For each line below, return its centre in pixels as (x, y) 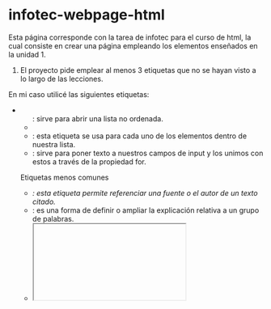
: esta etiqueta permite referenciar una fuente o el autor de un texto (145, 193)
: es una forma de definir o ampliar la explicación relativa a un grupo (146, 210)
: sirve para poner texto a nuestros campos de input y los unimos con (148, 153)
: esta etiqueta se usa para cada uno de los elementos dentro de (140, 136)
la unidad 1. (27, 54)
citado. (44, 201)
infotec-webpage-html (87, 15)
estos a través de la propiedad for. (89, 161)
